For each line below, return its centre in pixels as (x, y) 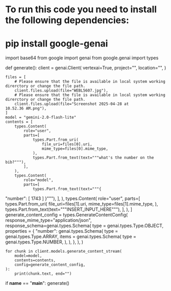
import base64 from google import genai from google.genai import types (82, 58)
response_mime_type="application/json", (48, 220)
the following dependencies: (67, 20)
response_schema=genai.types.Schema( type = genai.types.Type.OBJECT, (84, 226)
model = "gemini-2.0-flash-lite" (41, 118)
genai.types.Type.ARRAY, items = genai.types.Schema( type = (71, 237)
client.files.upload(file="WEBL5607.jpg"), (62, 91)
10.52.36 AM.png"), (26, 108)
